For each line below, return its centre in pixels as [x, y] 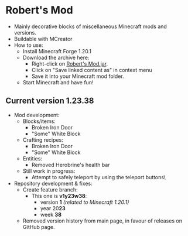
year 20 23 [53, 208]
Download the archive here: [56, 57]
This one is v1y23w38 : [59, 196]
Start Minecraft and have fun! [58, 82]
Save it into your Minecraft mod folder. [78, 76]
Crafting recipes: [43, 140]
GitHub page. [39, 227]
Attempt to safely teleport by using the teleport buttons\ [99, 177]
